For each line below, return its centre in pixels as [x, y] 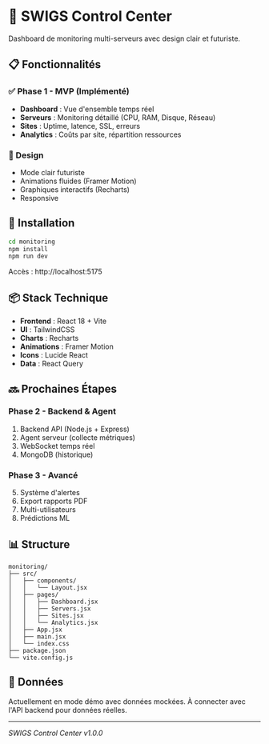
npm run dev [28, 256]
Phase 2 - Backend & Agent [62, 411]
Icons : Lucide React [54, 355]
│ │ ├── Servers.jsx [50, 608]
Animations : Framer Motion [66, 346]
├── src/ [23, 574]
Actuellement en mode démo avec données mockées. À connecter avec [127, 701]
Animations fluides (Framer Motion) [78, 181]
